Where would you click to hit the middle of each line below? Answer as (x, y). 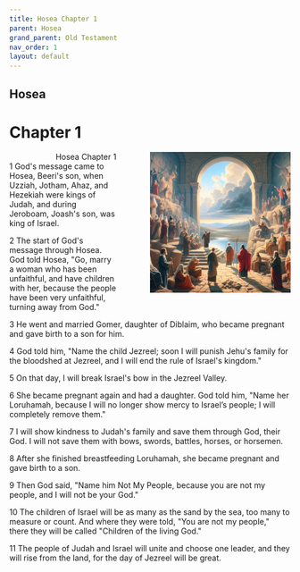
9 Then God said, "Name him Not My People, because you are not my (137, 485)
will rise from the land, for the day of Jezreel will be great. (115, 558)
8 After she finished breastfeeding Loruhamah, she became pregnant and (144, 458)
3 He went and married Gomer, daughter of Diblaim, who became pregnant (147, 324)
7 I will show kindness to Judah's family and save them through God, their (145, 432)
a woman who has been (53, 269)
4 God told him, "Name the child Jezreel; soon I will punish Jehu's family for (149, 351)
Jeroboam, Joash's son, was (62, 214)
